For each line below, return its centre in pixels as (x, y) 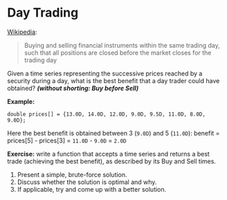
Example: (21, 101)
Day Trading (43, 13)
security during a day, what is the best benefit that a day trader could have (113, 80)
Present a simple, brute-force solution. (72, 174)
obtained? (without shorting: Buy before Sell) (73, 88)
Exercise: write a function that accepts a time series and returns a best (108, 154)
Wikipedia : (22, 32)
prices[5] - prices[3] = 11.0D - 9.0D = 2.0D (67, 140)
